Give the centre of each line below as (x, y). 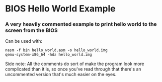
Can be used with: (24, 41)
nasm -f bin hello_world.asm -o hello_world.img (56, 50)
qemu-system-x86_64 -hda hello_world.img (49, 55)
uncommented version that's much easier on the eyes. (61, 75)
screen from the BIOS (32, 30)
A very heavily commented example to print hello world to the (81, 24)
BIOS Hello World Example (60, 9)
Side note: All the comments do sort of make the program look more (75, 64)
